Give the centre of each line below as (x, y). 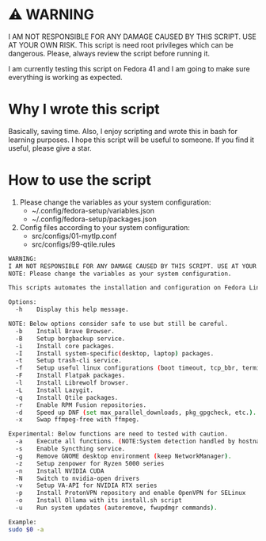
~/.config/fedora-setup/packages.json (94, 219)
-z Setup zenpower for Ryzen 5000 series (90, 463)
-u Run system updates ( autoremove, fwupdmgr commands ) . (116, 508)
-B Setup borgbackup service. (70, 339)
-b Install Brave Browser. (65, 331)
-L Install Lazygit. (54, 390)
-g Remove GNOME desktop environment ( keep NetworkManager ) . (123, 456)
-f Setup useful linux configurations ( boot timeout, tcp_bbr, (127, 368)
